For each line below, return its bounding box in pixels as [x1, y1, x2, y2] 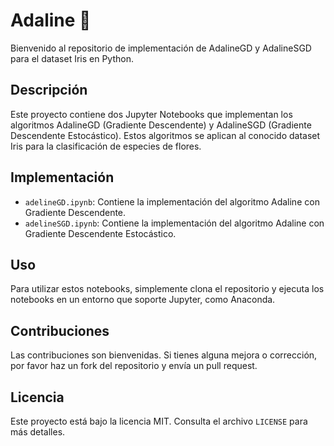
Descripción [10, 82, 88, 99]
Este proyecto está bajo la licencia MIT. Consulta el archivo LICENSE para [10, 415, 308, 427]
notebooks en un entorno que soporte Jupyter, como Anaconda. [10, 294, 276, 306]
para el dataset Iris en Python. [10, 52, 134, 64]
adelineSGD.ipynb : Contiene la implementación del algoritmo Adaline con [24, 217, 325, 229]
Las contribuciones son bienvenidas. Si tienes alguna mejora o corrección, [10, 349, 318, 361]
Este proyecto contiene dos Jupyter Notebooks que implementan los [10, 108, 293, 120]
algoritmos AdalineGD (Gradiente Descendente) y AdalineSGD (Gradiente [10, 119, 312, 131]
